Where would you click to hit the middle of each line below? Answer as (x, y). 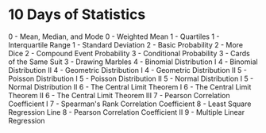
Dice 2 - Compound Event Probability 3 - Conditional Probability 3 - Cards (129, 53)
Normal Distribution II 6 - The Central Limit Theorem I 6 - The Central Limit (130, 87)
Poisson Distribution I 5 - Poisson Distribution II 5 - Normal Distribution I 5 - (131, 78)
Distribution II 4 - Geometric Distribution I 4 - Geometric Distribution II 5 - (128, 70)
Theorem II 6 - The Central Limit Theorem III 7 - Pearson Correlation (119, 95)
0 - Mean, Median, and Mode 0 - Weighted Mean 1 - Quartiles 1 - (114, 36)
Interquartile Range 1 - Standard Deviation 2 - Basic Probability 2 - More (126, 44)
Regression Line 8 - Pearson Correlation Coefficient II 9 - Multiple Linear (126, 112)
